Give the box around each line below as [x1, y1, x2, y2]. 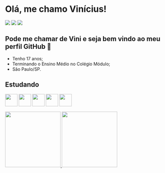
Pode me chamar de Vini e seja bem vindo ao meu [5, 35, 161, 43]
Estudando [5, 81, 39, 89]
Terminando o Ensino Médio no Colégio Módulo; [12, 61, 110, 67]
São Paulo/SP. [12, 66, 41, 72]
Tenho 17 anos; [12, 55, 43, 61]
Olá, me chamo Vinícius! [5, 3, 107, 15]
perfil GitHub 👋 [5, 43, 52, 51]
